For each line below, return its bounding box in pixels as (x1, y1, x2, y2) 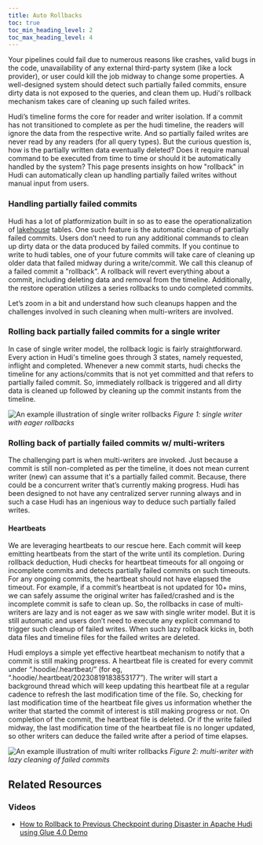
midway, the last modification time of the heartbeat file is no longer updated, (8, 723, 255, 733)
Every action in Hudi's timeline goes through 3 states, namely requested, (8, 352, 243, 362)
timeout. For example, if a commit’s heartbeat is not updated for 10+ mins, (8, 582, 247, 592)
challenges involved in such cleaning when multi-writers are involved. (8, 307, 234, 316)
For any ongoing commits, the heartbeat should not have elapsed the (8, 575, 232, 584)
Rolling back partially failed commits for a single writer (8, 326, 221, 337)
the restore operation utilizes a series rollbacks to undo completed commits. (8, 283, 254, 292)
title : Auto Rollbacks (8, 11, 82, 20)
